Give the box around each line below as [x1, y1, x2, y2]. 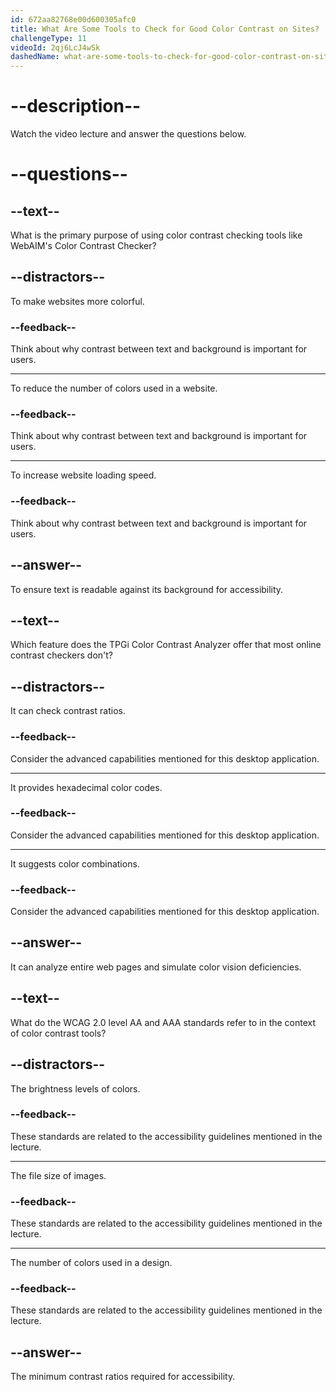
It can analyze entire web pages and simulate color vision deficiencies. [10, 961, 302, 973]
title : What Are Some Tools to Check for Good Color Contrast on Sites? [10, 24, 320, 34]
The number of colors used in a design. [10, 1257, 173, 1269]
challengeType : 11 [10, 33, 87, 43]
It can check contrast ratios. [10, 705, 126, 717]
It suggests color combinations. [10, 857, 140, 870]
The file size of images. [10, 1169, 107, 1181]
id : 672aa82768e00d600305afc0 [10, 14, 137, 25]
